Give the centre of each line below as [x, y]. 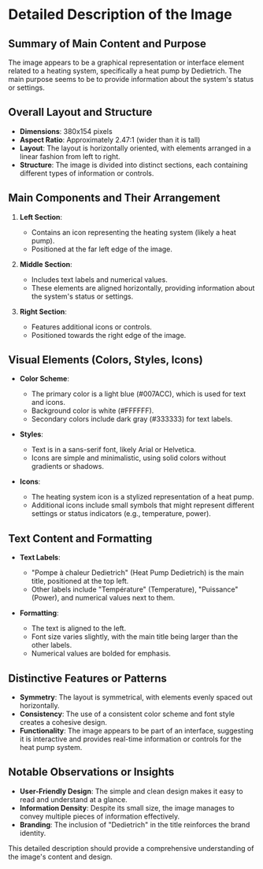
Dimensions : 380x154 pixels [66, 131]
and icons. [48, 403]
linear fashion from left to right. [70, 156]
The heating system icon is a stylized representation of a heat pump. [143, 497]
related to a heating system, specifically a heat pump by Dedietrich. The [125, 71]
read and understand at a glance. [73, 799]
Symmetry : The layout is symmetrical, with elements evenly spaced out [136, 697]
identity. [33, 833]
